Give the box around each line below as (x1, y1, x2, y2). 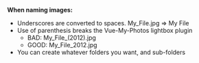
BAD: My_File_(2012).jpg (27, 34, 96, 42)
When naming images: (7, 6, 73, 14)
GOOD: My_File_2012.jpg (27, 41, 97, 49)
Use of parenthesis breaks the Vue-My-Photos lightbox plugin (16, 27, 193, 34)
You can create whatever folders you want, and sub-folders (16, 48, 186, 56)
